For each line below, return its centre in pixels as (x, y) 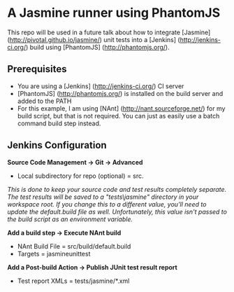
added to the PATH (44, 101)
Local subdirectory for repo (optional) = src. (80, 176)
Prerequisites (37, 69)
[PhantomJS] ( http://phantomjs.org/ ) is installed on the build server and (120, 93)
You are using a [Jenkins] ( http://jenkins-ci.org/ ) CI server (101, 86)
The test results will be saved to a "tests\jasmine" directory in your (103, 197)
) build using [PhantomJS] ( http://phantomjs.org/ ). (97, 47)
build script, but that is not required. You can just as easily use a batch (118, 116)
